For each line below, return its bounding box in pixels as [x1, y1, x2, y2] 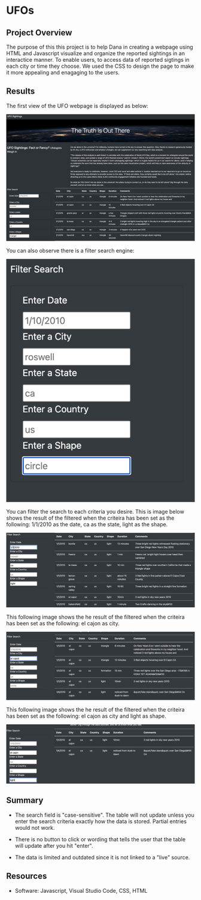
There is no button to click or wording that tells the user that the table [14, 835, 186, 843]
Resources [6, 871, 47, 881]
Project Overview [6, 28, 72, 38]
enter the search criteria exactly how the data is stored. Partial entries [14, 817, 187, 825]
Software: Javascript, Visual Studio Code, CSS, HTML [14, 887, 148, 894]
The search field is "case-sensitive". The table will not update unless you [14, 811, 194, 818]
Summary [6, 796, 44, 806]
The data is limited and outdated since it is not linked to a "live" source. [14, 853, 190, 861]
